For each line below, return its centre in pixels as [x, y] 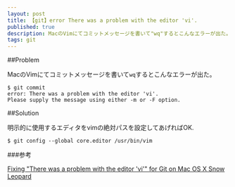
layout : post [26, 14]
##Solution [23, 113]
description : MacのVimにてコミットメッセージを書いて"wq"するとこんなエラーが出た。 [119, 33]
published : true [31, 27]
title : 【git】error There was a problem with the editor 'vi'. [102, 20]
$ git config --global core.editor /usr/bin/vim [80, 141]
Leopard [19, 176]
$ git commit [26, 88]
